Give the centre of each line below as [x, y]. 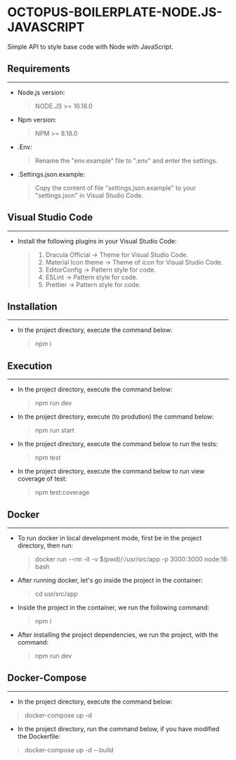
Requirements [39, 69]
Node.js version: [41, 92]
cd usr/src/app [57, 594]
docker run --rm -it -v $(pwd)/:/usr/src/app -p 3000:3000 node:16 [131, 559]
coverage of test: [42, 479]
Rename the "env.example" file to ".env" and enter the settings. [126, 160]
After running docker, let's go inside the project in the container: [110, 580]
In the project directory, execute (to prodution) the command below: [116, 417]
